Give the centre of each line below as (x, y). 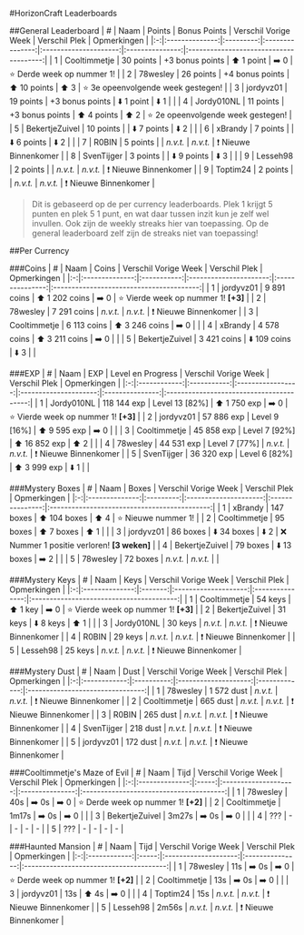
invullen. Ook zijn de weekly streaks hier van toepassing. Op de (150, 223)
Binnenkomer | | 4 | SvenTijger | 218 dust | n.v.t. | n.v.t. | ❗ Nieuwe (131, 728)
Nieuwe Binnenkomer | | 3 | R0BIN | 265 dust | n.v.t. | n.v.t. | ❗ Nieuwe (139, 714)
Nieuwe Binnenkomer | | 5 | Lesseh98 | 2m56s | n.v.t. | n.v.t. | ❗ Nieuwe (142, 907)
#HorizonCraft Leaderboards (64, 13)
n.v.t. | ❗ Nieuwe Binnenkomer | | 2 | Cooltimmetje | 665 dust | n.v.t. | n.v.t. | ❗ (152, 701)
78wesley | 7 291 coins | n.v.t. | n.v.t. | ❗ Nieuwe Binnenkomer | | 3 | (134, 312)
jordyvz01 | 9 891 (254, 287)
